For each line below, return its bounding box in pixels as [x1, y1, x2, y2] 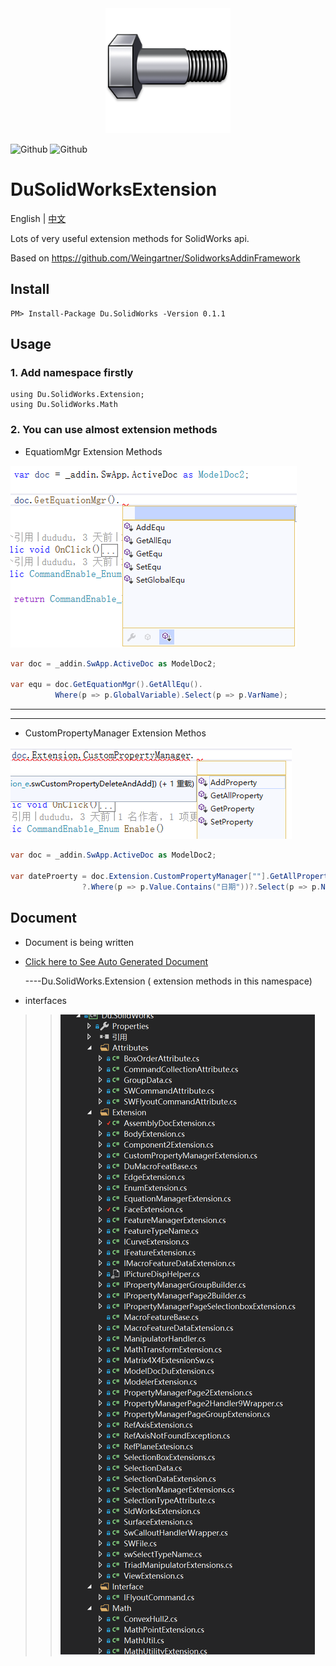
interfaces [24, 994, 67, 1006]
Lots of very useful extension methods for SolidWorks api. [10, 232, 250, 244]
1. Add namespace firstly [10, 366, 134, 380]
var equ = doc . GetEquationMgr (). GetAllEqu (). [10, 680, 203, 690]
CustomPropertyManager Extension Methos [24, 727, 207, 739]
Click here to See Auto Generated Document [24, 955, 209, 967]
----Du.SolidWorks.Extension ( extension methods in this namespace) [24, 975, 313, 987]
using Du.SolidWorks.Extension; [10, 390, 145, 400]
